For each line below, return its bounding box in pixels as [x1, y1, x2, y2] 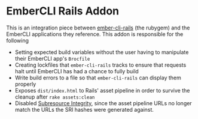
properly [14, 80, 36, 88]
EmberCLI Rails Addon [6, 4, 120, 18]
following [6, 37, 29, 44]
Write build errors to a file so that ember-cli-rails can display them [14, 74, 181, 81]
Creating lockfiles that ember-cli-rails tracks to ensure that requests [14, 61, 187, 69]
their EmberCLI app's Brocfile [14, 55, 90, 62]
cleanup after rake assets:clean [14, 93, 95, 100]
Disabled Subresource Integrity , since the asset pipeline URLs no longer [14, 99, 193, 106]
